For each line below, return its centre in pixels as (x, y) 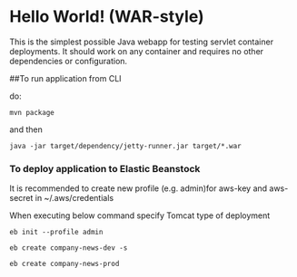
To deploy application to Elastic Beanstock (105, 168)
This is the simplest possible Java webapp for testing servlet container (142, 42)
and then (26, 129)
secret (21, 198)
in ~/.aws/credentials (74, 198)
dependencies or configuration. (69, 61)
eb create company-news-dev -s (69, 248)
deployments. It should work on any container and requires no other (137, 51)
